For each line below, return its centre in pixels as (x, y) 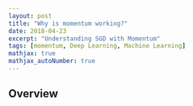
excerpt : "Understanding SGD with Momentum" (84, 38)
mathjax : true (32, 53)
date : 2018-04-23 (38, 31)
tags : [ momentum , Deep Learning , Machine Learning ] (97, 46)
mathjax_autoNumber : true (52, 61)
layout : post (30, 16)
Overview (34, 94)
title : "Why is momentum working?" (68, 23)
